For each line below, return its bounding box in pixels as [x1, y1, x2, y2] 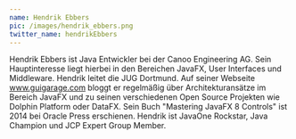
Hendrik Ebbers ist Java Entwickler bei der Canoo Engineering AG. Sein [9, 54, 272, 65]
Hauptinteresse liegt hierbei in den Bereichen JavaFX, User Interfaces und [9, 63, 283, 74]
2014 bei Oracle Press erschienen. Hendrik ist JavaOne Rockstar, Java [9, 110, 268, 121]
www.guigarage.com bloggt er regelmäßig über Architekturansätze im [9, 82, 267, 94]
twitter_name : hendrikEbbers [9, 29, 118, 38]
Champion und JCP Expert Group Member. [9, 120, 167, 131]
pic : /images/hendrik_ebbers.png [9, 21, 134, 30]
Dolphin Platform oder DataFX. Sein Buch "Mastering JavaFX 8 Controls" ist [9, 102, 288, 112]
